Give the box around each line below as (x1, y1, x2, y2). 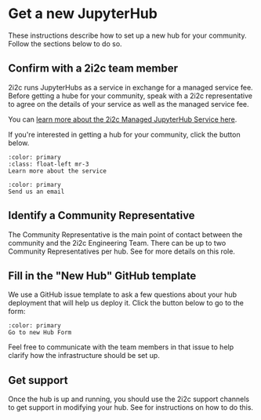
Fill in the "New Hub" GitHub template (8, 268, 197, 283)
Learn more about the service (8, 166, 107, 175)
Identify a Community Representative (8, 209, 195, 222)
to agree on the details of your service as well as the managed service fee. (8, 99, 249, 108)
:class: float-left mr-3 (8, 160, 89, 168)
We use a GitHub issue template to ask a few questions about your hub (8, 290, 237, 299)
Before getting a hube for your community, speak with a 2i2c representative (8, 91, 253, 100)
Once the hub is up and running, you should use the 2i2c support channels (8, 394, 249, 404)
